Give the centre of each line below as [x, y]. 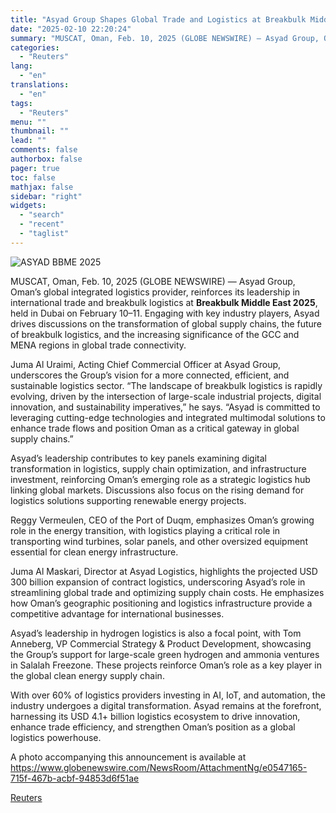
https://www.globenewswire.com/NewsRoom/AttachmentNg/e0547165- [159, 767]
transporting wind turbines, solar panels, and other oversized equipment [159, 541]
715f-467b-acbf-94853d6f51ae [75, 778]
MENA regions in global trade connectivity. [98, 345]
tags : [21, 103]
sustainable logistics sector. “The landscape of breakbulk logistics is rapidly [166, 385]
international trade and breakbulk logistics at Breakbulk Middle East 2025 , [164, 302]
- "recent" [42, 224]
